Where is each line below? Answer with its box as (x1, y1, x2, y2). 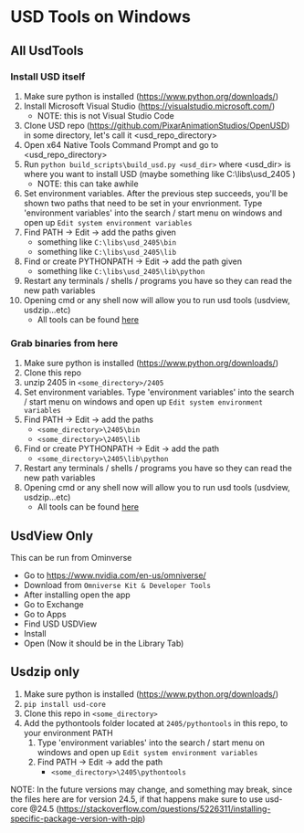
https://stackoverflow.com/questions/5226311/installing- (58, 803, 271, 814)
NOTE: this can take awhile (37, 178, 140, 189)
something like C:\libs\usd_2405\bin (37, 236, 177, 248)
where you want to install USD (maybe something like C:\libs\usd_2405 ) (23, 168, 296, 179)
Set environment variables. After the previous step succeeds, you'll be (23, 187, 288, 198)
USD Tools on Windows (10, 6, 191, 27)
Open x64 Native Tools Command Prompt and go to (23, 139, 219, 150)
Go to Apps (23, 608, 67, 619)
